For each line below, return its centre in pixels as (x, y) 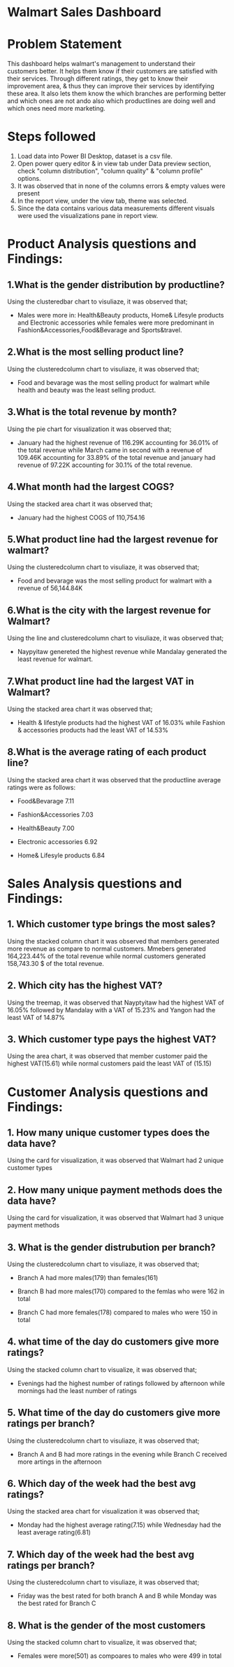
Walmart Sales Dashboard (85, 12)
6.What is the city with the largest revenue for (109, 610)
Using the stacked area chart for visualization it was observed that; (104, 1511)
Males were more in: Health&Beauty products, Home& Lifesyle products (120, 315)
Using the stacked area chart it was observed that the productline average (114, 780)
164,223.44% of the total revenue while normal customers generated (107, 956)
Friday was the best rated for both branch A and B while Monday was (117, 1596)
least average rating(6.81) (54, 1532)
